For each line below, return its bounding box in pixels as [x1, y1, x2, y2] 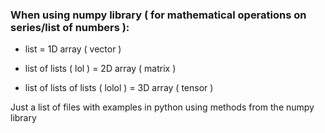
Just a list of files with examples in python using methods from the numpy [10, 101, 315, 113]
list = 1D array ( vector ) [24, 43, 122, 55]
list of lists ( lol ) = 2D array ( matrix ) [24, 63, 177, 75]
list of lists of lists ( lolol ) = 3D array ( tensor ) [24, 82, 214, 94]
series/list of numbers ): [10, 20, 130, 34]
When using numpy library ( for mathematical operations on [10, 8, 307, 22]
